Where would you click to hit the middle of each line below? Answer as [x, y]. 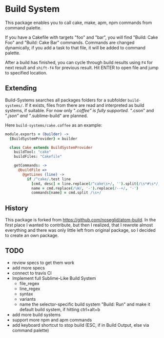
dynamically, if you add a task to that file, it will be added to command [75, 48]
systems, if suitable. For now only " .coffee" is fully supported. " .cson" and [80, 110]
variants [28, 299]
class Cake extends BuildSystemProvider [51, 147]
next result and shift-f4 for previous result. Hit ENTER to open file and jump [82, 68]
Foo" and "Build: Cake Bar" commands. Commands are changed [70, 42]
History [17, 208]
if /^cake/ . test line [49, 179]
